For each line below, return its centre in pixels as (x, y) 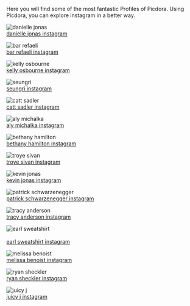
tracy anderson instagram (39, 217)
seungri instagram (29, 89)
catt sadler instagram (33, 107)
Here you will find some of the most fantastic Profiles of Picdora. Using (95, 9)
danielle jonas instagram (37, 34)
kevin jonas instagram (34, 180)
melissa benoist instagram (39, 260)
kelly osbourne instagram (38, 70)
